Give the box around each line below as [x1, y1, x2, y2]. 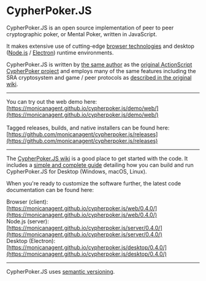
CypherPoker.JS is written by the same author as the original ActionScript [6, 61, 193, 68]
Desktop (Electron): [6, 237, 56, 244]
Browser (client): [6, 198, 48, 206]
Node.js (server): [6, 217, 49, 225]
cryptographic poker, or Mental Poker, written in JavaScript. [6, 30, 158, 37]
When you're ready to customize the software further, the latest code [6, 179, 181, 187]
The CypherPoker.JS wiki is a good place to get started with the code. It [6, 155, 188, 162]
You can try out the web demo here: [6, 98, 97, 105]
